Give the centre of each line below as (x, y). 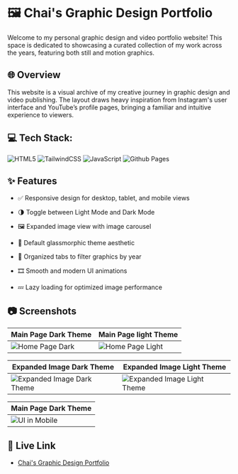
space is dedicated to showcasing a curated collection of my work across (115, 45)
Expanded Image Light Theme (175, 367)
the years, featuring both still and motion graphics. (81, 53)
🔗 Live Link (32, 445)
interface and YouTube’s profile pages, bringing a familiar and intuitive (109, 107)
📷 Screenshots (42, 311)
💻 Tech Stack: (40, 138)
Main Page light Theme (138, 335)
